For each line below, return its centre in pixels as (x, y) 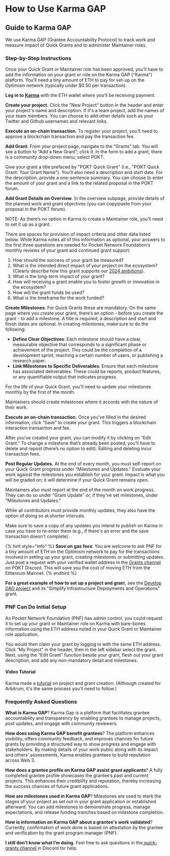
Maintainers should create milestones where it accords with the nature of (82, 402)
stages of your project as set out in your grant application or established (81, 802)
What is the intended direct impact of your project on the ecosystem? (85, 266)
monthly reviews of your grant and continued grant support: (68, 250)
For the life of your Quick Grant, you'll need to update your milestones (78, 387)
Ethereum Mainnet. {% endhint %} (41, 573)
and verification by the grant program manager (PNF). (62, 833)
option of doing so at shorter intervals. (45, 516)
